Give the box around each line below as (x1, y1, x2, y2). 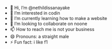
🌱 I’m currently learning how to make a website (10, 15, 107, 21)
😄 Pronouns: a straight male (10, 33, 69, 39)
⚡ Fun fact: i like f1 (10, 39, 48, 45)
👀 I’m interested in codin (10, 10, 60, 16)
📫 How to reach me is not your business (10, 26, 94, 32)
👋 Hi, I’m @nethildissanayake (10, 5, 70, 10)
